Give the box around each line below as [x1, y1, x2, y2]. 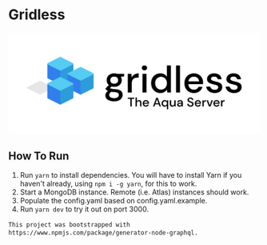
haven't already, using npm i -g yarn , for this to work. [19, 179, 197, 189]
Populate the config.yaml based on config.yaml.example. [19, 196, 208, 206]
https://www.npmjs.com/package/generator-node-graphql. [8, 229, 198, 237]
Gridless [8, 6, 66, 24]
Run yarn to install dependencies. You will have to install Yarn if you [19, 171, 242, 180]
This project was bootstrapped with [8, 221, 130, 229]
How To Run [8, 149, 70, 163]
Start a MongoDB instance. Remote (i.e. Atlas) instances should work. [19, 187, 249, 197]
